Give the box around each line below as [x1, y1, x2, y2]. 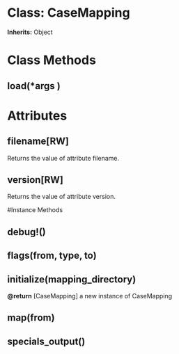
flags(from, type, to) [7, 250, 97, 262]
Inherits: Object [7, 28, 54, 36]
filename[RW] [7, 136, 70, 147]
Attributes [7, 108, 68, 123]
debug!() [7, 226, 47, 238]
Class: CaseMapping [7, 5, 130, 21]
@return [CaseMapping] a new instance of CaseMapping [7, 291, 173, 300]
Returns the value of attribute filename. [7, 154, 120, 162]
